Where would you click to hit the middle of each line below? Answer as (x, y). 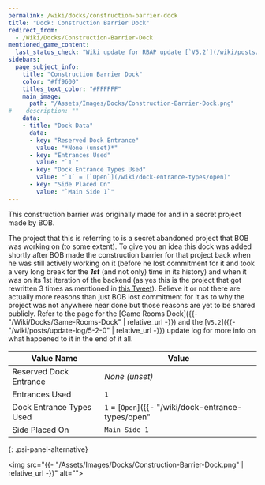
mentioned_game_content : (49, 45)
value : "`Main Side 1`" (75, 192)
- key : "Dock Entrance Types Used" (88, 170)
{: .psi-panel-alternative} (48, 449)
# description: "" (44, 111)
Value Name (54, 358)
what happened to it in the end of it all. (71, 338)
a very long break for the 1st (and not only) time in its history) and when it (127, 271)
